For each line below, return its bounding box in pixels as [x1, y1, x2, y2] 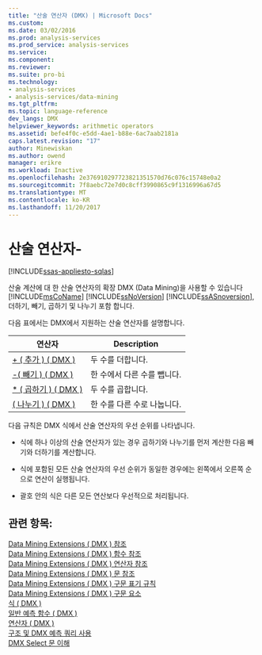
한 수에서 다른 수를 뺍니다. [90, 370, 182, 381]
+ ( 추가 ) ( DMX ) [12, 354, 76, 366]
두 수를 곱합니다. [90, 384, 149, 395]
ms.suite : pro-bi [8, 71, 66, 79]
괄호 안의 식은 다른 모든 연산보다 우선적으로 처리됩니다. [19, 491, 189, 500]
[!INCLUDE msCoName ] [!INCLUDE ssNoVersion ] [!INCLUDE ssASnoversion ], [8, 292, 255, 301]
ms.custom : [8, 19, 44, 27]
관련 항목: [8, 516, 53, 530]
